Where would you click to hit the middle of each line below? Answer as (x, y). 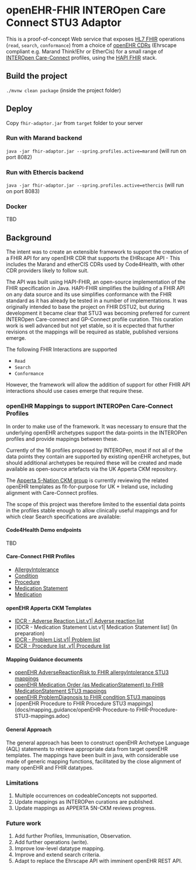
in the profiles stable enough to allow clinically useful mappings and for (92, 510)
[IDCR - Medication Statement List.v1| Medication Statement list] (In (96, 627)
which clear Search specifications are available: (63, 517)
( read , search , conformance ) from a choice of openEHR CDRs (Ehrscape (91, 45)
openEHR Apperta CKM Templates (49, 608)
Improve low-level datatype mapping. (59, 848)
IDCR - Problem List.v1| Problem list (57, 640)
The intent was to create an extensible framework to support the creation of (97, 252)
